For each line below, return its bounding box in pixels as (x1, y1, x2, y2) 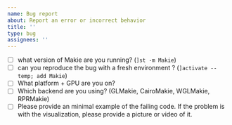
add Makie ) (36, 72, 68, 80)
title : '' (7, 23, 37, 30)
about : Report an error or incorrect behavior (7, 17, 146, 24)
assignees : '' (7, 37, 49, 44)
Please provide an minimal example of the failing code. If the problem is (17, 103, 225, 111)
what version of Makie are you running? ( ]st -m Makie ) (17, 55, 177, 64)
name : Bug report (7, 10, 58, 18)
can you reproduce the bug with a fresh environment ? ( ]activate (17, 64, 208, 72)
